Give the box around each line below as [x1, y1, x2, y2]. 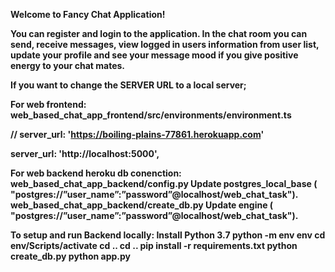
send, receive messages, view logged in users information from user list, [10, 39, 320, 50]
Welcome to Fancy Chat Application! [10, 9, 166, 20]
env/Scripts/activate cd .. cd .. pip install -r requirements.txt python [10, 240, 298, 251]
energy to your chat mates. [10, 60, 126, 71]
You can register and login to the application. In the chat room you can [10, 28, 308, 39]
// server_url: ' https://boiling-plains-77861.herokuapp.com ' [10, 129, 265, 140]
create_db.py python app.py [10, 250, 132, 262]
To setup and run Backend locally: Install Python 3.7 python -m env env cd [10, 229, 326, 241]
